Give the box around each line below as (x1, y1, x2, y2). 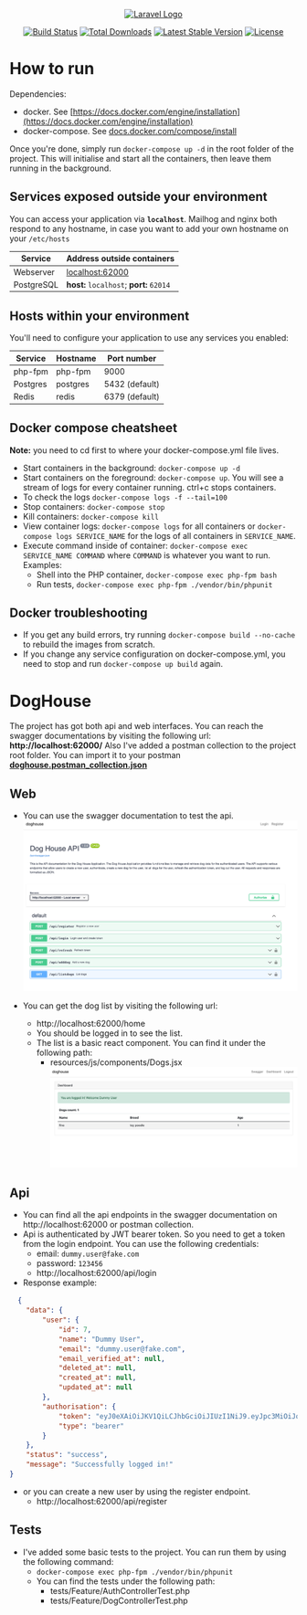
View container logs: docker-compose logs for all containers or (22, 521, 256, 532)
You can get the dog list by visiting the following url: (22, 1000, 218, 1011)
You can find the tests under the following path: (36, 1576, 216, 1587)
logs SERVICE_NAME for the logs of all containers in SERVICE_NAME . (56, 530, 296, 541)
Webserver (13, 266, 55, 278)
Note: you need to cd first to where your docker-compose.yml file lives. (9, 444, 280, 456)
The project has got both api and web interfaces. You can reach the (9, 721, 264, 732)
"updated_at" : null (58, 1383, 132, 1392)
